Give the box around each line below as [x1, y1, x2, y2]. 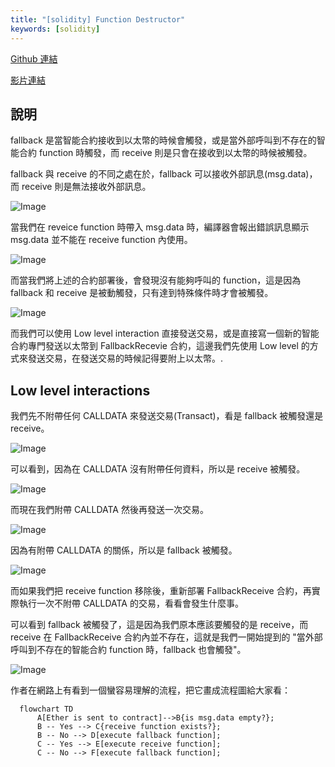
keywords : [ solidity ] [10, 24, 101, 34]
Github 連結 [10, 52, 58, 65]
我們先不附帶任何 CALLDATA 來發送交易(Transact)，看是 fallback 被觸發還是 [10, 410, 324, 422]
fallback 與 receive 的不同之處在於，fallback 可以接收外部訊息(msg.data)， [10, 168, 318, 180]
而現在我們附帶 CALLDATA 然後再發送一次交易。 [10, 504, 209, 516]
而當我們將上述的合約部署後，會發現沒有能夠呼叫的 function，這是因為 [10, 274, 302, 286]
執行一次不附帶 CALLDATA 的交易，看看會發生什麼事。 [18, 597, 244, 610]
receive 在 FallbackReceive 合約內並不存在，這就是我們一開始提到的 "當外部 [10, 631, 323, 643]
